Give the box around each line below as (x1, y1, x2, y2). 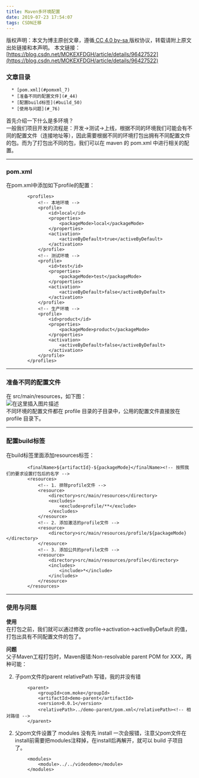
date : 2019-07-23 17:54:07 (6, 14, 73, 20)
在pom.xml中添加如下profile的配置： (6, 182, 95, 189)
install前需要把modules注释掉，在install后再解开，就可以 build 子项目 (14, 736, 184, 744)
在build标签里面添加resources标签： (6, 452, 95, 459)
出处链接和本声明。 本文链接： (6, 44, 81, 51)
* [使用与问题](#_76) (11, 106, 60, 112)
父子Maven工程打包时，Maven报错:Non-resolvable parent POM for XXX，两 (6, 653, 192, 660)
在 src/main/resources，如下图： (6, 393, 87, 400)
